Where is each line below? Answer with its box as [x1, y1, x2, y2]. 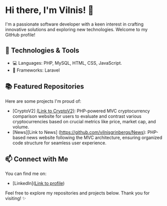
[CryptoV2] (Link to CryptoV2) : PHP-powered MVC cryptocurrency [12, 108, 150, 114]
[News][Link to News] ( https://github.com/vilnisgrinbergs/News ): [12, 129, 146, 135]
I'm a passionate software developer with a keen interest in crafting [5, 21, 144, 27]
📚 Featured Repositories [5, 82, 84, 91]
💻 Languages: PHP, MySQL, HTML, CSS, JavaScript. [12, 60, 122, 66]
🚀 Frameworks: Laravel [12, 67, 60, 73]
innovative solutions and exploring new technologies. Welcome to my [5, 26, 148, 32]
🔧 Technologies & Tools [5, 46, 79, 55]
